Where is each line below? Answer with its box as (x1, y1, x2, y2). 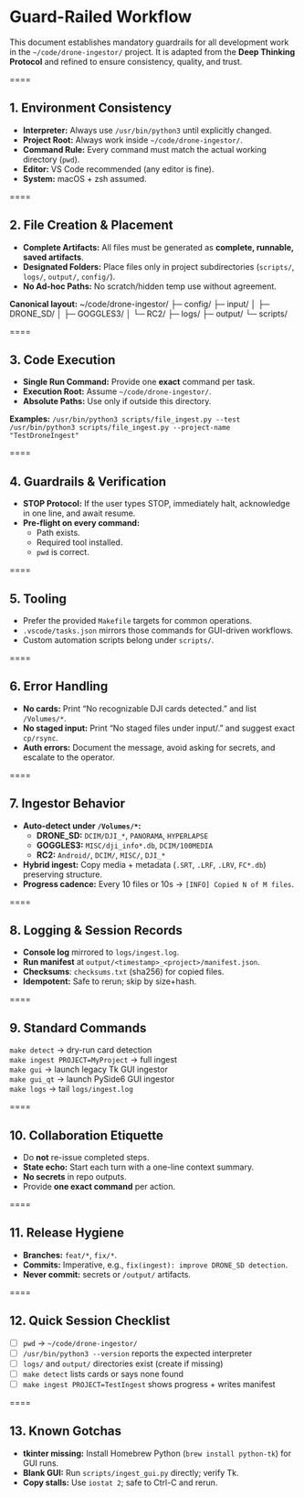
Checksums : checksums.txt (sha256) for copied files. (22, 967, 225, 978)
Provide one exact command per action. (22, 1182, 176, 1192)
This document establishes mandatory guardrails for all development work (9, 37, 289, 48)
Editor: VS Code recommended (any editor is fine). (22, 163, 215, 175)
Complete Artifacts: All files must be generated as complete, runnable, (22, 241, 294, 252)
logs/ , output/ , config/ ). (22, 271, 116, 282)
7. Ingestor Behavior (9, 796, 126, 811)
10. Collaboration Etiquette (9, 1128, 164, 1143)
